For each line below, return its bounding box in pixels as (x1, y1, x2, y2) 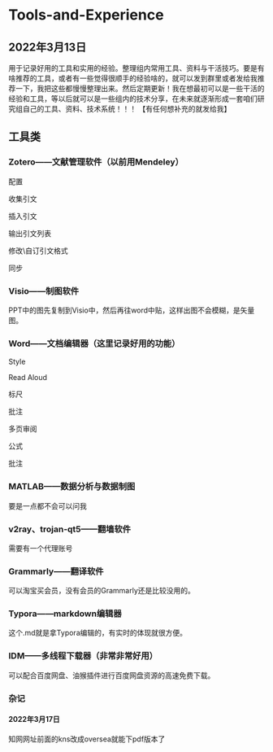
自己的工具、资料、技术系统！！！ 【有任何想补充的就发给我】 (22, 104, 232, 113)
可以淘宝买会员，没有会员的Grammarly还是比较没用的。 (8, 586, 195, 596)
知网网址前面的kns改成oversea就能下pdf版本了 (8, 734, 166, 744)
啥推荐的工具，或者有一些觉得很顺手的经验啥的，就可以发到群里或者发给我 (8, 73, 258, 83)
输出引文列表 (8, 228, 51, 238)
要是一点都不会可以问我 (8, 501, 87, 510)
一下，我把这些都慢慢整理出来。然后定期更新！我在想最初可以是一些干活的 (15, 84, 265, 93)
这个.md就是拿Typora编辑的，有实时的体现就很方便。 (8, 628, 187, 638)
